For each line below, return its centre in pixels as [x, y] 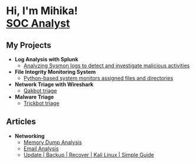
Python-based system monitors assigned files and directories [98, 78]
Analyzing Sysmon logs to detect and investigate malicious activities [107, 65]
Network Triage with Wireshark [54, 84]
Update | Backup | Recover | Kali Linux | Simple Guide [89, 155]
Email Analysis [41, 148]
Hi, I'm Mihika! [42, 11]
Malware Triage [34, 97]
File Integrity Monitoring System [55, 72]
